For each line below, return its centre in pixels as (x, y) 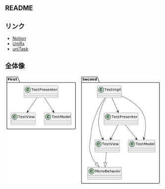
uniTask (20, 49)
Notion (19, 39)
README (19, 8)
